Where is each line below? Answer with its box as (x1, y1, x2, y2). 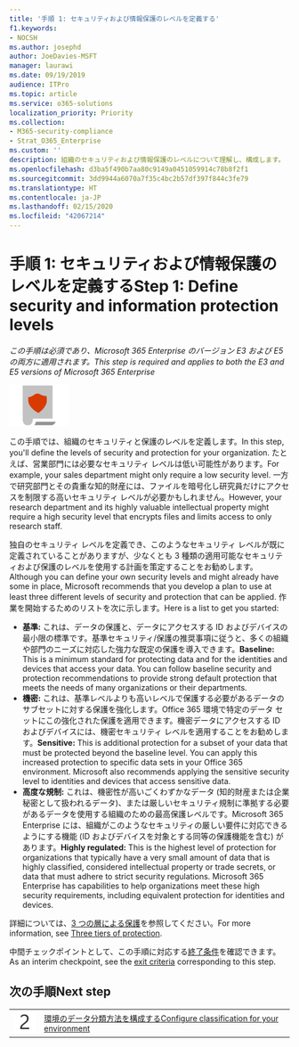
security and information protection (9, 296, 279, 316)
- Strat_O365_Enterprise (9, 136, 101, 146)
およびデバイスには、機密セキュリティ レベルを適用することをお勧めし (21, 726, 282, 737)
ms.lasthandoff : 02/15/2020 (9, 202, 114, 211)
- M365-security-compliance (9, 127, 114, 136)
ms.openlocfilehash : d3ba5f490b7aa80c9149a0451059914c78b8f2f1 (9, 165, 249, 174)
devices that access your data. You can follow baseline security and (21, 663, 272, 674)
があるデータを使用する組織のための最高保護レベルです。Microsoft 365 (21, 808, 284, 819)
